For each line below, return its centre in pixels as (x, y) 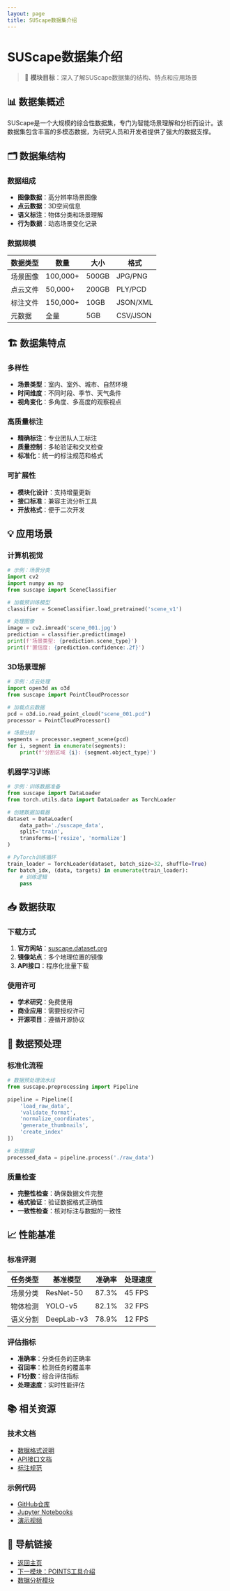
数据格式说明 (36, 1450)
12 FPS (136, 1319)
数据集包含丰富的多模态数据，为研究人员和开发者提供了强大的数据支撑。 (111, 132)
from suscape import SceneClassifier (62, 590)
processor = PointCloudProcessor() (59, 720)
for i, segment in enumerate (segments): (67, 746)
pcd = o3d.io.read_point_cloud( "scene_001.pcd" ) (79, 714)
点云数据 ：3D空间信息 (49, 206)
